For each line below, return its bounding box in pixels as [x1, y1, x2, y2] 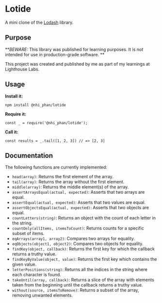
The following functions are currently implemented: [5, 164, 108, 170]
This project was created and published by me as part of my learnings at [5, 61, 150, 67]
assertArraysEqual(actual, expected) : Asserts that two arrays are [12, 189, 145, 195]
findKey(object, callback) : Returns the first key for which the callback [12, 246, 155, 252]
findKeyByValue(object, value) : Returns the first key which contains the [12, 256, 157, 262]
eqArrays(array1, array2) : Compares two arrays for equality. [12, 236, 135, 241]
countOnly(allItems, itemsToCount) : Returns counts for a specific [12, 225, 144, 231]
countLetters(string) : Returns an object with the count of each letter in [12, 215, 156, 221]
